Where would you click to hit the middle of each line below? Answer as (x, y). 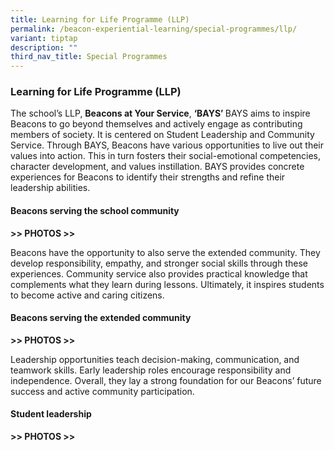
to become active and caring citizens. (87, 295)
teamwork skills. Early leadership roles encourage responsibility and (151, 370)
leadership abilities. (50, 188)
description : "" (44, 47)
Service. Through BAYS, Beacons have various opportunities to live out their (167, 145)
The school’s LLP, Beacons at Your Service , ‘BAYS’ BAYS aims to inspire (160, 113)
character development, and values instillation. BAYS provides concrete (157, 167)
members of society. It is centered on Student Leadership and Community (162, 135)
